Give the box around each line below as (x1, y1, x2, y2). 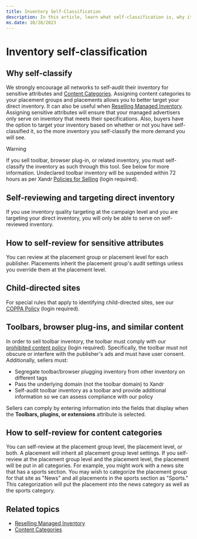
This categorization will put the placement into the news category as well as (6, 481, 189, 488)
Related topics (6, 504, 60, 514)
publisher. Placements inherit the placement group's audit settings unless (6, 260, 184, 267)
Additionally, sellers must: (6, 356, 69, 363)
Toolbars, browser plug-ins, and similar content (6, 322, 184, 332)
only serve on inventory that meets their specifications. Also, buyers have (6, 115, 184, 123)
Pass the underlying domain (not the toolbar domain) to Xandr (14, 381, 164, 388)
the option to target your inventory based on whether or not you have (6, 121, 174, 128)
